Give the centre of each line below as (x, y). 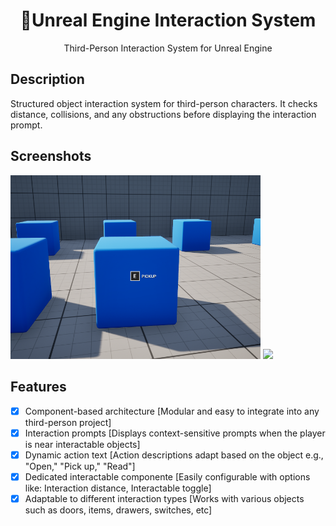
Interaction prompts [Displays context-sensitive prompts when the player (175, 433)
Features (38, 387)
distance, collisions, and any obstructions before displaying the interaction (163, 114)
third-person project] (68, 422)
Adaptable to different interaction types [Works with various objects (164, 499)
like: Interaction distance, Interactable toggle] (118, 488)
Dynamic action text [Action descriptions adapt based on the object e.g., (174, 455)
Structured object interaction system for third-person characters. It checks (164, 103)
